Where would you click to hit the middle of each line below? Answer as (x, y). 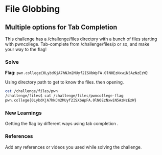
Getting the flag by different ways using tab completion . (62, 124)
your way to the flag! (26, 49)
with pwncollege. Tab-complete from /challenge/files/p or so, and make (77, 44)
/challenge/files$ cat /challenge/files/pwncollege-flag (64, 96)
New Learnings (23, 113)
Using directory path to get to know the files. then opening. (65, 82)
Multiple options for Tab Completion (61, 27)
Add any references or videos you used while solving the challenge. (73, 147)
